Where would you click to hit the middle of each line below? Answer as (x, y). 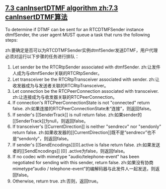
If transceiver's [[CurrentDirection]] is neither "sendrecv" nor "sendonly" (87, 126)
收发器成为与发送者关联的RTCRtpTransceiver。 (60, 85)
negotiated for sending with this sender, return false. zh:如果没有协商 (83, 162)
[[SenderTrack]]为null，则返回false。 (50, 121)
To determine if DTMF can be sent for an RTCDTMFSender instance (75, 29)
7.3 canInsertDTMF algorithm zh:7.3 (62, 8)
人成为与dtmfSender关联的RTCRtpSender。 (57, 73)
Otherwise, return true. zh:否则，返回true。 (56, 181)
